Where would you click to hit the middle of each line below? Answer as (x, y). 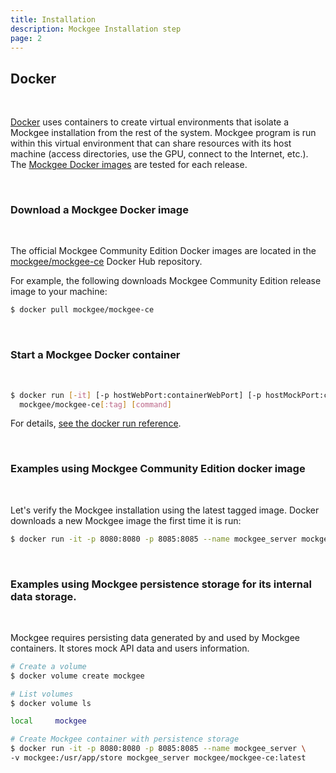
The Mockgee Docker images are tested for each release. (129, 165)
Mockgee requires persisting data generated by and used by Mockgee (155, 637)
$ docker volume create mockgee (77, 676)
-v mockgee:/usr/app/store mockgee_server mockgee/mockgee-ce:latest (158, 758)
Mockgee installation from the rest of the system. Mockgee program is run (163, 133)
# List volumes (42, 694)
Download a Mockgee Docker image (99, 210)
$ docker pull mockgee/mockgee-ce (82, 310)
